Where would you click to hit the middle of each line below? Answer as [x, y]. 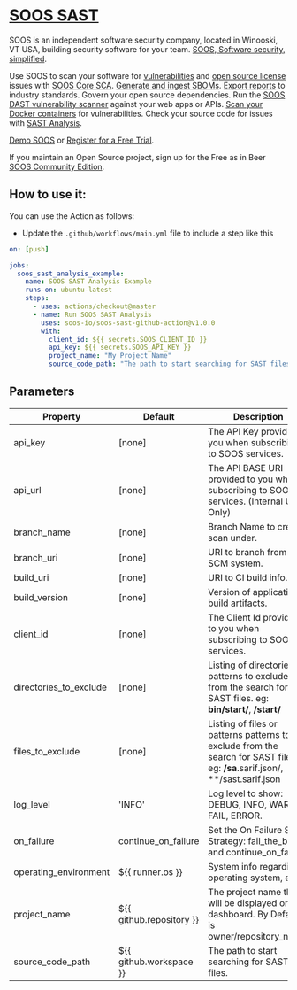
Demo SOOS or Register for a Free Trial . [82, 140]
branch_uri [36, 557]
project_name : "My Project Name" [110, 356]
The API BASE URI [245, 468]
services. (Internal [245, 501]
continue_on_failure [159, 840]
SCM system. [235, 563]
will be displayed [242, 902]
